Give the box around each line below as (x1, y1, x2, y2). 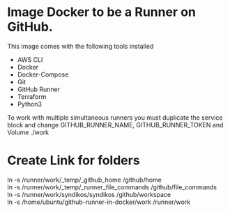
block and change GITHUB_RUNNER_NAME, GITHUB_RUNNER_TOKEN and (7, 120, 224, 129)
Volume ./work (7, 128, 49, 136)
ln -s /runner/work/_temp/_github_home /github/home (7, 175, 162, 184)
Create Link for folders (7, 152, 141, 168)
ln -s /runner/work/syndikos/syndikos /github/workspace (7, 190, 171, 198)
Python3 (17, 100, 42, 108)
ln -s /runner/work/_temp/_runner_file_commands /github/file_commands (7, 182, 217, 191)
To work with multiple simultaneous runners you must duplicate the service (7, 113, 223, 122)
